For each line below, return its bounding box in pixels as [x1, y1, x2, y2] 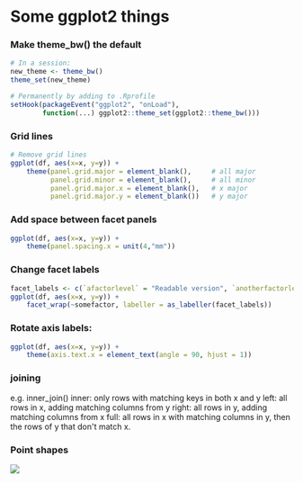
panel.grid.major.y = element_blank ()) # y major [49, 192, 248, 201]
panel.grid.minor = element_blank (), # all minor [49, 175, 256, 184]
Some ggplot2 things [10, 6, 170, 27]
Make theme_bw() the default [10, 39, 142, 51]
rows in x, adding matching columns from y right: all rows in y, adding [10, 402, 268, 413]
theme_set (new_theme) [10, 76, 92, 85]
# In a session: [10, 58, 71, 68]
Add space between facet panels [10, 213, 157, 226]
